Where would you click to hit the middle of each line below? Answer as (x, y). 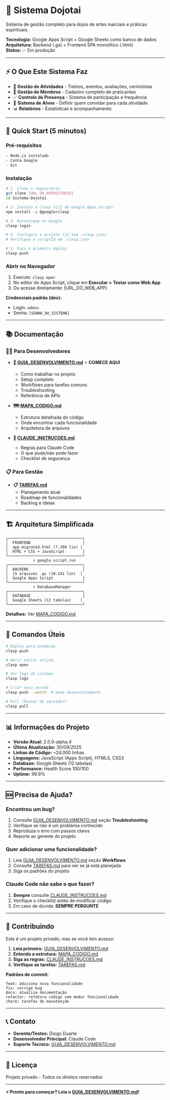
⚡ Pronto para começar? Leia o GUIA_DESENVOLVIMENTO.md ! (73, 1092)
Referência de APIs (40, 395)
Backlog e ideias (38, 503)
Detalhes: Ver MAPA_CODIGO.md (41, 614)
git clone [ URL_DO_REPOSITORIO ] (40, 193)
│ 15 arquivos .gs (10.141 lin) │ (44, 574)
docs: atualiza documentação (36, 992)
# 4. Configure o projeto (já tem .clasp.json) (57, 235)
